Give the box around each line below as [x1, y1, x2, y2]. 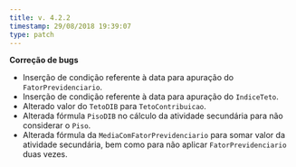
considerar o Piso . [22, 120, 91, 131]
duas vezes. [22, 149, 68, 160]
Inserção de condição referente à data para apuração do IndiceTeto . [22, 91, 279, 102]
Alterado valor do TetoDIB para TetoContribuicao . [22, 101, 206, 112]
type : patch [9, 30, 54, 39]
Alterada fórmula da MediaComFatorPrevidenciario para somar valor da [22, 130, 286, 141]
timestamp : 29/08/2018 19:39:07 [9, 22, 131, 31]
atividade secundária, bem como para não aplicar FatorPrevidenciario [22, 139, 287, 150]
